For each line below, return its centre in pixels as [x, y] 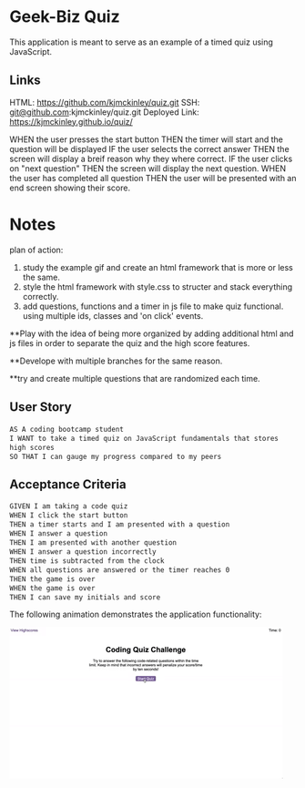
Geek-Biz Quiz [65, 17]
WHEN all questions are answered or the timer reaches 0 [120, 570]
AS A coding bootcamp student [67, 429]
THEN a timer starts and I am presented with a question [120, 525]
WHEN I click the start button [69, 516]
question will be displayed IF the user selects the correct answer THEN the [149, 148]
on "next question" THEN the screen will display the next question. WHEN [148, 168]
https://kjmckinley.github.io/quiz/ [71, 121]
